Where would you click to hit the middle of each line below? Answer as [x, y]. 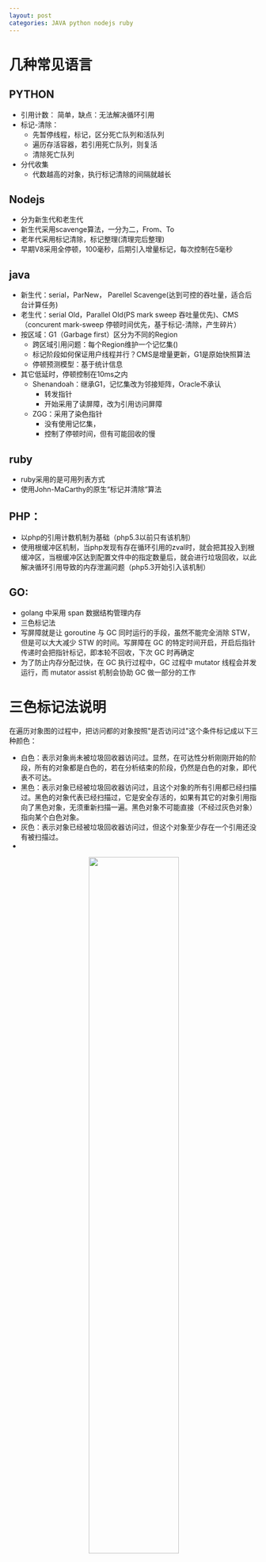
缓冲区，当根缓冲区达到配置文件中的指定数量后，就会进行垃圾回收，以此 [138, 557]
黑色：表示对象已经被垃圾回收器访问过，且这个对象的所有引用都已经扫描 [138, 787]
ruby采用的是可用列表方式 [63, 479]
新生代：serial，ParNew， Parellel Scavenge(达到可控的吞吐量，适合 [133, 295]
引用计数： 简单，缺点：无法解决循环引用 [87, 114]
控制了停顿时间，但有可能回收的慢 [100, 434]
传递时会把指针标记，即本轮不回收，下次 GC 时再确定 [107, 652]
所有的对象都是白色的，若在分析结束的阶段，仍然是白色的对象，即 [142, 768]
